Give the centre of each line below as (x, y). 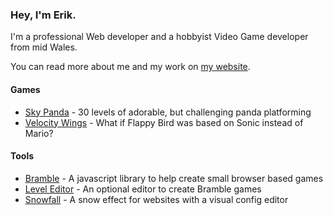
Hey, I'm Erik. (43, 15)
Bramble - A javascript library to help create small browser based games (174, 178)
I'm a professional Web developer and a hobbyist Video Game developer (159, 37)
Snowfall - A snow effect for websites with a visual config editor (156, 199)
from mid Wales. (44, 47)
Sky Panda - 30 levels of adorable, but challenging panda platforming (168, 112)
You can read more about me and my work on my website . (130, 67)
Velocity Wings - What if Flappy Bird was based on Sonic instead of (164, 122)
